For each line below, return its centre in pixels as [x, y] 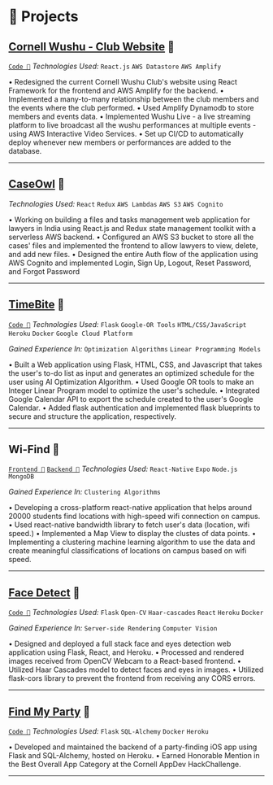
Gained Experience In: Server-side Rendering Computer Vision [113, 628]
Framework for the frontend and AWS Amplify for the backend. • [117, 90]
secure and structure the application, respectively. [93, 416]
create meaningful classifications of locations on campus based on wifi [128, 551]
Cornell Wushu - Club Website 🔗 [91, 47]
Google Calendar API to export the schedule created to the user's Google [131, 399]
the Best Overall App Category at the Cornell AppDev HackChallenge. [125, 765]
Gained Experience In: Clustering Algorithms [84, 492]
